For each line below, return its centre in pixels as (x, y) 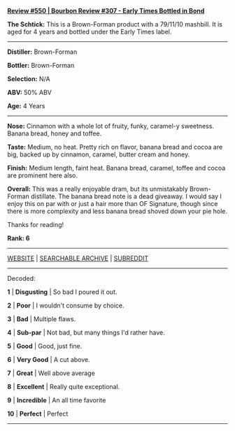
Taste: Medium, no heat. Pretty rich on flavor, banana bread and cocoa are (115, 147)
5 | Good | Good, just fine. (45, 346)
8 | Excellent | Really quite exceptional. (64, 387)
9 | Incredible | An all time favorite (57, 400)
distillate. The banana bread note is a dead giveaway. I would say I (126, 196)
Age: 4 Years (26, 106)
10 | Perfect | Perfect (38, 414)
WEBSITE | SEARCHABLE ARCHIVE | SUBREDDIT (78, 258)
